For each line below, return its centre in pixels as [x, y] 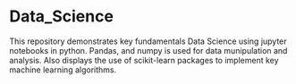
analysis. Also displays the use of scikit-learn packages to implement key [144, 60]
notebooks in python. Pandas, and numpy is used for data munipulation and [148, 50]
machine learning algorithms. [63, 70]
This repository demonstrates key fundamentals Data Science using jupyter [148, 41]
